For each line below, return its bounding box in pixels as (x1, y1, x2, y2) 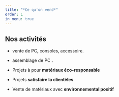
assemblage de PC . (12, 57, 53, 63)
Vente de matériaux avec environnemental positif (12, 86, 114, 92)
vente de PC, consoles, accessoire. (12, 48, 84, 54)
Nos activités (5, 35, 47, 43)
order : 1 (5, 12, 23, 17)
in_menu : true (5, 16, 34, 21)
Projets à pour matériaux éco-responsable (12, 67, 100, 73)
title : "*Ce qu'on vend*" (5, 7, 58, 12)
